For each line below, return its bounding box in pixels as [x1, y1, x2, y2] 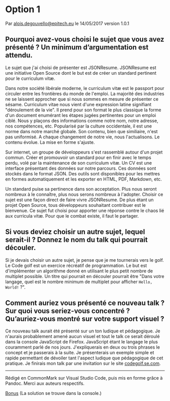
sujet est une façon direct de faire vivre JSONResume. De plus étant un [5, 197, 154, 203]
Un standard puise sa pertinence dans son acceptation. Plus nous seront [5, 186, 157, 192]
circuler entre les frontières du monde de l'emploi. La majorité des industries [5, 90, 164, 97]
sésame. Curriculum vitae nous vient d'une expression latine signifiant [5, 101, 152, 107]
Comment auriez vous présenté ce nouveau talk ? [5, 298, 165, 307]
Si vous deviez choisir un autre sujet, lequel [5, 228, 145, 236]
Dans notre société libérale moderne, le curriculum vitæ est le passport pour [5, 85, 164, 91]
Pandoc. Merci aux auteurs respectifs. [5, 380, 85, 387]
